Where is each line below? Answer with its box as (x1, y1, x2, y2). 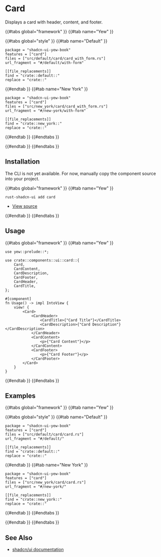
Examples (5, 391, 36, 400)
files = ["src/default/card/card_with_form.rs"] (5, 56, 106, 61)
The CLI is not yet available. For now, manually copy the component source (5, 171, 156, 176)
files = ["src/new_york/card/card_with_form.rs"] (5, 104, 108, 109)
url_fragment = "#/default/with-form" (5, 60, 84, 65)
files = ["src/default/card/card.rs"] (5, 432, 84, 437)
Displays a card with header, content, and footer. (5, 19, 103, 25)
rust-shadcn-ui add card (5, 194, 56, 199)
